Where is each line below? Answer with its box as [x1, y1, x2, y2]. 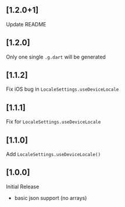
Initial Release [6, 183, 40, 190]
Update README [6, 20, 47, 27]
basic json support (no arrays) [14, 194, 87, 201]
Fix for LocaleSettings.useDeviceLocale [6, 118, 101, 125]
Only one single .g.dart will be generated [6, 53, 106, 60]
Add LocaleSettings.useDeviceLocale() [6, 151, 101, 158]
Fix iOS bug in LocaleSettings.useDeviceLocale [6, 85, 119, 93]
